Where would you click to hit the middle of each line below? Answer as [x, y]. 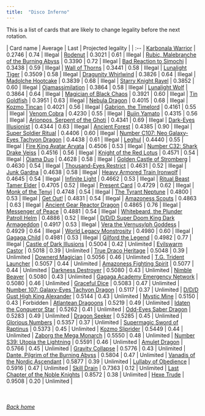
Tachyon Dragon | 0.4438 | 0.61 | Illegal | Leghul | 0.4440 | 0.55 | [102, 139]
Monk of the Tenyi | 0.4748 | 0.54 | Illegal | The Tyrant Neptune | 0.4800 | [99, 192]
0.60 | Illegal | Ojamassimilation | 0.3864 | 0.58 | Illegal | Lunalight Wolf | [97, 87]
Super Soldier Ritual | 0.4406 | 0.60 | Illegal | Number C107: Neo [87, 133]
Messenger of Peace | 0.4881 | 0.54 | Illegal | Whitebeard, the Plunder [94, 211]
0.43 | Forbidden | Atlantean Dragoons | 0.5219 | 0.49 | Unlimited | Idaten [99, 302]
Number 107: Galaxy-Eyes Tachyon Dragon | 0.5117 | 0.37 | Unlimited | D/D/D [102, 289]
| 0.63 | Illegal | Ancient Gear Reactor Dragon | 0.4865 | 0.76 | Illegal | [94, 205]
